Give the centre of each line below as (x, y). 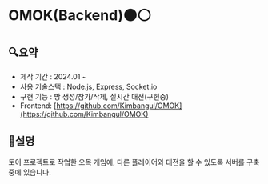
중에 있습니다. (30, 172)
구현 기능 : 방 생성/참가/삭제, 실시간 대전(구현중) (94, 96)
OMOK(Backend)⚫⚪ (80, 16)
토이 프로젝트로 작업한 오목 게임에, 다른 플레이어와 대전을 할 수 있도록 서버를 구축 (134, 162)
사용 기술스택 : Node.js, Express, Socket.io (88, 86)
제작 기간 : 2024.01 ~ (53, 76)
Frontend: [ (38, 106)
